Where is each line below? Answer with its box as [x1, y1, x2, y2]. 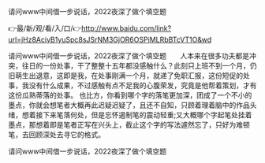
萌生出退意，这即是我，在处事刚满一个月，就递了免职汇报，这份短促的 [14, 71, 243, 80]
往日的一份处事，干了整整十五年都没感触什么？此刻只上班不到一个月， [21, 61, 250, 70]
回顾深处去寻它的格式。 [28, 130, 105, 139]
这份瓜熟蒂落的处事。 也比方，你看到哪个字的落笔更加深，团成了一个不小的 [8, 91, 252, 100]
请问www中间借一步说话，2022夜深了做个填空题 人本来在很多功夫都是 [8, 51, 250, 61]
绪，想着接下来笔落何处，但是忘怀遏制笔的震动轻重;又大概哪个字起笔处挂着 [8, 110, 252, 120]
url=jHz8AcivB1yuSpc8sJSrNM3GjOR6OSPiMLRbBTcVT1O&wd [8, 35, 211, 44]
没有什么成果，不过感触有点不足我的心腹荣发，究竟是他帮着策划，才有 [28, 81, 257, 90]
